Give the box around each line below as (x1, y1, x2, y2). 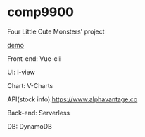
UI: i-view (7, 68, 35, 76)
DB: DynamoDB (7, 122, 53, 130)
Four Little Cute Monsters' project (7, 27, 105, 36)
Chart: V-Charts (7, 81, 53, 89)
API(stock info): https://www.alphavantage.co (7, 95, 138, 103)
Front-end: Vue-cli (7, 54, 61, 63)
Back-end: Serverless (7, 108, 70, 117)
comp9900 (7, 4, 74, 20)
